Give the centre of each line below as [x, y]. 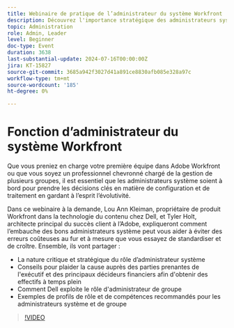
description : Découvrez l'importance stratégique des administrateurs [112, 20]
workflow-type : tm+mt [39, 78]
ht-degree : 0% [28, 91]
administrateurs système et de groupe [72, 304]
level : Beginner [31, 40]
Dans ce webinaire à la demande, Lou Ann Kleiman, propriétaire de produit [114, 209]
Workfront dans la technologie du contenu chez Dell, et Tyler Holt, [102, 217]
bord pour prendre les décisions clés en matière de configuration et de [109, 188]
